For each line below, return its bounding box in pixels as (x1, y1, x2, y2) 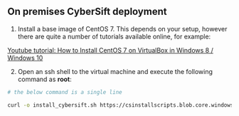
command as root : (17, 75, 73, 83)
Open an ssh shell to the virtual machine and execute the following (17, 67, 213, 75)
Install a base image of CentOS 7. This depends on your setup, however (17, 24, 228, 33)
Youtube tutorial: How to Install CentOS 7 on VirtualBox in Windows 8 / (7, 46, 213, 54)
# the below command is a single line (7, 88, 122, 95)
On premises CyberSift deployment (7, 6, 167, 18)
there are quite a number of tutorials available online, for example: (17, 32, 211, 41)
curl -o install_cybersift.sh (7, 101, 97, 109)
